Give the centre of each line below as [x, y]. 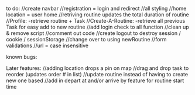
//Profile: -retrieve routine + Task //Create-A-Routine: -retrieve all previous [96, 21]
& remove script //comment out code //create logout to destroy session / [93, 33]
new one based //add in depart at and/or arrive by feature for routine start [95, 80]
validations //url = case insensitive [47, 45]
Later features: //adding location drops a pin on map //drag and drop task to [97, 68]
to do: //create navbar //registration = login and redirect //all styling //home [96, 8]
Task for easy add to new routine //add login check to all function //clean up [97, 27]
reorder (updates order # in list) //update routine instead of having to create [97, 74]
